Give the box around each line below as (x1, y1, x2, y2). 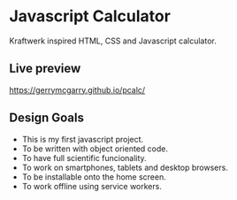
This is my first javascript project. (21, 134, 144, 144)
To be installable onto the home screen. (21, 171, 166, 182)
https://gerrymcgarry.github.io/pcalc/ (9, 84, 146, 95)
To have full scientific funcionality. (21, 152, 148, 163)
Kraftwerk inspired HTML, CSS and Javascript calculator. (9, 35, 217, 46)
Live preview (9, 61, 81, 76)
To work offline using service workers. (21, 181, 162, 191)
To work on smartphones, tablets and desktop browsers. (21, 162, 228, 173)
